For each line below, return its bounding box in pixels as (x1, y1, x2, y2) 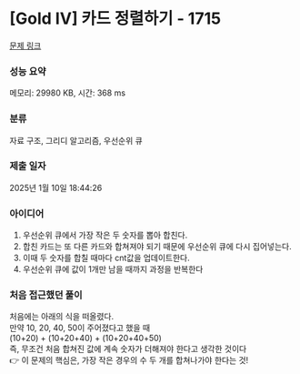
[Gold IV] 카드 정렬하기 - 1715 (9, 8, 221, 29)
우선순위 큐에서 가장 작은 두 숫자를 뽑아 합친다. (22, 229, 188, 241)
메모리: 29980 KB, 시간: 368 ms (9, 87, 125, 98)
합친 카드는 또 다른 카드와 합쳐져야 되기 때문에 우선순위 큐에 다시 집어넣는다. (22, 241, 293, 252)
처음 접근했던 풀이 (9, 288, 84, 301)
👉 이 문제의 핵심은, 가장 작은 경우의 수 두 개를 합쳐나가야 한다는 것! (9, 355, 249, 366)
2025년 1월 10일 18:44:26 (9, 182, 103, 193)
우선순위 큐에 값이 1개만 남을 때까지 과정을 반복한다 (22, 264, 204, 275)
